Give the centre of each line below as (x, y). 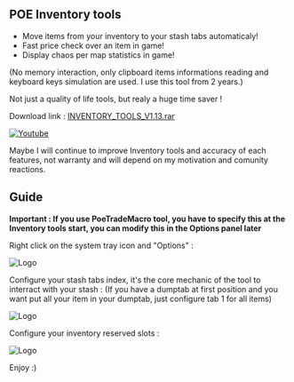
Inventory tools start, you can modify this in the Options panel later (135, 228)
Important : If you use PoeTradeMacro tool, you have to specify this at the (147, 219)
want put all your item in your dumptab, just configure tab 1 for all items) (141, 298)
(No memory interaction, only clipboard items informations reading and (139, 72)
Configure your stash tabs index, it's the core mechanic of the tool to (135, 280)
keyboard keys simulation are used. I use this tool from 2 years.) (127, 81)
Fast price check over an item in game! (93, 45)
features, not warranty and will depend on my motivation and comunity (139, 160)
